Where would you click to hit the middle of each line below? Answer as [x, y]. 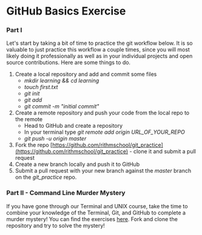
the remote [29, 119]
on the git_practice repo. [46, 177]
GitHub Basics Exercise [66, 11]
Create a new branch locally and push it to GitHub [77, 164]
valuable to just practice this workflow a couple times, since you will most [98, 50]
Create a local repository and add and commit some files [86, 74]
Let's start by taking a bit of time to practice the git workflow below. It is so [99, 43]
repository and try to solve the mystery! [56, 225]
